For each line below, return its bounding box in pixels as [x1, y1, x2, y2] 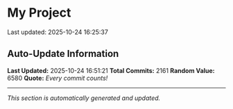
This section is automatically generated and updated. [7, 94, 161, 102]
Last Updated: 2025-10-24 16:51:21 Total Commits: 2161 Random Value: [7, 66, 215, 74]
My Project [7, 5, 71, 21]
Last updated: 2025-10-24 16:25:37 [7, 28, 109, 36]
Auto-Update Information [7, 48, 119, 60]
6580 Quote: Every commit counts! [7, 74, 108, 82]
